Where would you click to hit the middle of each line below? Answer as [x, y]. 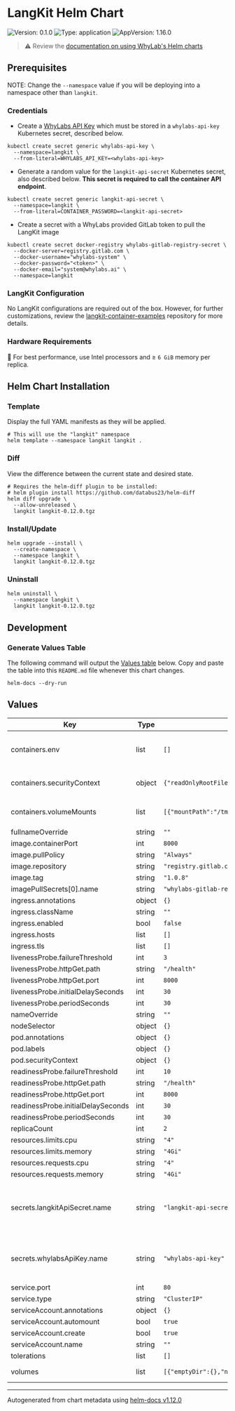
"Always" [178, 855]
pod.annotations [37, 1037]
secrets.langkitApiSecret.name [61, 1207]
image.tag [27, 877]
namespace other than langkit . [52, 92]
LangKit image [38, 232]
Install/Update [32, 529]
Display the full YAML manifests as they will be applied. [87, 422]
